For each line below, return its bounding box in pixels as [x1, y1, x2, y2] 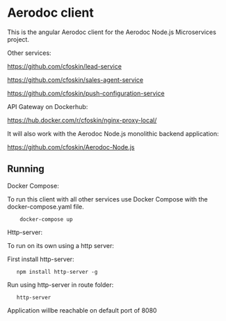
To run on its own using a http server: [7, 241, 115, 249]
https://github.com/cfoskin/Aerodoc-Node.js [7, 142, 135, 151]
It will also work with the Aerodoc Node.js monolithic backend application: [7, 129, 219, 138]
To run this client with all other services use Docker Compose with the [7, 195, 208, 203]
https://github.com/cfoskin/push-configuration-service [7, 89, 165, 97]
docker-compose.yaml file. [7, 202, 85, 211]
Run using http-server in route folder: [7, 280, 114, 289]
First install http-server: [7, 255, 74, 263]
